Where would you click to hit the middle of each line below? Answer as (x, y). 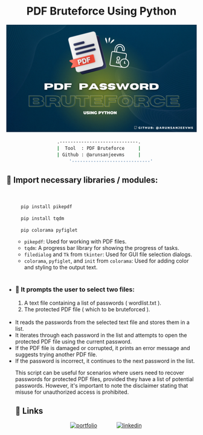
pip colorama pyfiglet (49, 230)
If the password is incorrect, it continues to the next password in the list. (105, 361)
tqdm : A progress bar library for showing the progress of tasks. (101, 248)
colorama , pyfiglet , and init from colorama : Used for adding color (106, 261)
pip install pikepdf (47, 207)
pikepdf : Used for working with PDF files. (75, 241)
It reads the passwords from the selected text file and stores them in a (102, 322)
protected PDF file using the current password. (73, 342)
